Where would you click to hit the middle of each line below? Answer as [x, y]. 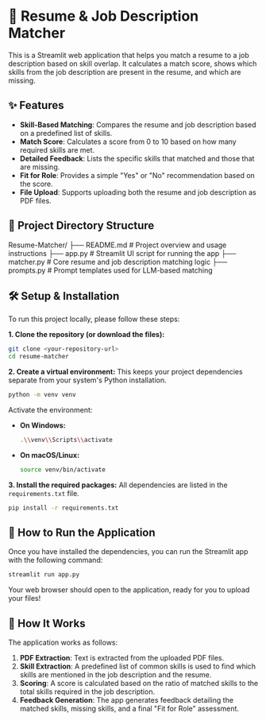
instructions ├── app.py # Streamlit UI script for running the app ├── [122, 253]
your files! [25, 599]
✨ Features [36, 105]
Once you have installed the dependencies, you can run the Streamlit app [128, 552]
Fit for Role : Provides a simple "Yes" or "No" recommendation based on [137, 175]
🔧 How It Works [47, 623]
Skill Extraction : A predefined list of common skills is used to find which [138, 666]
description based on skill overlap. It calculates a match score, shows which [133, 64]
